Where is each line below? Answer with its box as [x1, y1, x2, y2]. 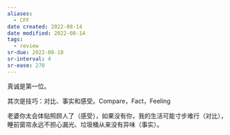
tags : [7, 36, 23, 43]
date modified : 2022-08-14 [7, 29, 86, 37]
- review [13, 42, 39, 49]
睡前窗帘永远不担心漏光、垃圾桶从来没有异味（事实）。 [7, 120, 163, 129]
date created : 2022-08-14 [7, 23, 82, 30]
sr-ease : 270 [7, 62, 45, 69]
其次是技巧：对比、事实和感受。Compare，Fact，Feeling [7, 97, 171, 105]
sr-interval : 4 [7, 56, 52, 63]
